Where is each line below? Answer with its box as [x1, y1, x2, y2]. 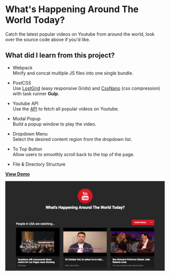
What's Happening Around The [5, 4, 139, 15]
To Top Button [12, 146, 42, 152]
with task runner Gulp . [12, 90, 60, 97]
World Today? [5, 14, 65, 26]
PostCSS [12, 80, 31, 86]
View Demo [5, 171, 30, 177]
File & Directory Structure [12, 161, 66, 167]
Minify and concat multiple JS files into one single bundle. [12, 70, 134, 76]
